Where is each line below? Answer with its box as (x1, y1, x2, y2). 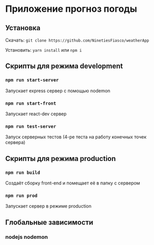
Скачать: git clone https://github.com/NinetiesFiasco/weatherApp (5, 37, 149, 43)
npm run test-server (5, 124, 57, 129)
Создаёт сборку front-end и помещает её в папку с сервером (5, 180, 140, 186)
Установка (5, 24, 41, 32)
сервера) (5, 139, 25, 146)
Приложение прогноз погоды (5, 3, 138, 15)
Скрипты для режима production (5, 154, 116, 163)
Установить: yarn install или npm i (5, 47, 82, 53)
